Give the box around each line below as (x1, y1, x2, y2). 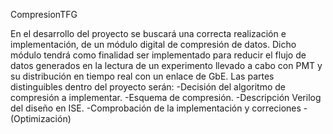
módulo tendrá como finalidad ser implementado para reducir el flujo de (10, 49, 307, 61)
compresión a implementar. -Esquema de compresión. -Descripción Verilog (10, 92, 322, 103)
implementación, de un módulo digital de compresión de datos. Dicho (10, 39, 297, 50)
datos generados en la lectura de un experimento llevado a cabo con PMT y (10, 60, 323, 71)
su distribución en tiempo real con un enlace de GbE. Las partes (10, 70, 275, 82)
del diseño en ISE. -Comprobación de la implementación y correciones (10, 102, 302, 114)
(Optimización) (10, 113, 72, 124)
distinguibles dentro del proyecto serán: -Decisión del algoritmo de (10, 81, 286, 93)
